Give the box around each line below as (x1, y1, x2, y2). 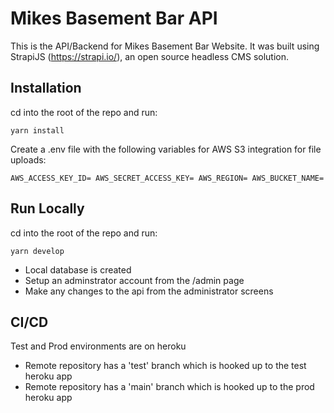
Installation (10, 80, 82, 97)
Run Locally (10, 200, 85, 217)
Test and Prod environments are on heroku (10, 340, 187, 352)
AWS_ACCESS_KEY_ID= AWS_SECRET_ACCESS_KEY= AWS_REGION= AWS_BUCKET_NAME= (10, 173, 325, 183)
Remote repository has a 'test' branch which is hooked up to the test (24, 360, 307, 372)
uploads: (10, 153, 47, 166)
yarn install (10, 125, 65, 136)
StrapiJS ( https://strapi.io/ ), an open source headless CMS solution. (10, 50, 290, 62)
